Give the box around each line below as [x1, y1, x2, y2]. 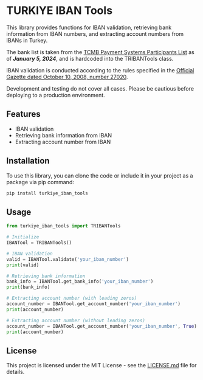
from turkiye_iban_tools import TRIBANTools [6, 223, 121, 229]
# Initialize [6, 234, 40, 240]
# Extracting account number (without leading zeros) [6, 317, 146, 323]
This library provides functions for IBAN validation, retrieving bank [6, 24, 172, 31]
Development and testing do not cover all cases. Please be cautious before [6, 85, 194, 92]
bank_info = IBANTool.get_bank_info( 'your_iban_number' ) [6, 278, 154, 285]
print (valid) [6, 262, 40, 268]
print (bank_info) [6, 284, 50, 291]
